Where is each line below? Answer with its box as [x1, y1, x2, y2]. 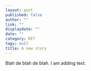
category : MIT [5, 37, 36, 42]
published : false [5, 12, 42, 17]
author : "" [5, 17, 29, 22]
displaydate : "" [5, 27, 40, 32]
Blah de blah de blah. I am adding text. [5, 60, 86, 66]
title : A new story [5, 46, 47, 51]
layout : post [5, 7, 33, 13]
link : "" [5, 22, 24, 27]
